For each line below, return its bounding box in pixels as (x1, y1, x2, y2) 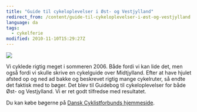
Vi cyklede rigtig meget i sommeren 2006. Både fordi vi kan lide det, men (6, 63, 183, 70)
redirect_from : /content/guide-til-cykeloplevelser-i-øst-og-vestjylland (6, 14, 191, 20)
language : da (6, 19, 38, 25)
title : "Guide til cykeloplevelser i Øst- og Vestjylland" (6, 8, 154, 15)
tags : (6, 25, 19, 31)
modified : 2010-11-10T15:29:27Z (6, 36, 85, 42)
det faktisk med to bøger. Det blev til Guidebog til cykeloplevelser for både (6, 82, 186, 89)
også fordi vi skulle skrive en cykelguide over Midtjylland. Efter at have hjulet (6, 69, 192, 76)
